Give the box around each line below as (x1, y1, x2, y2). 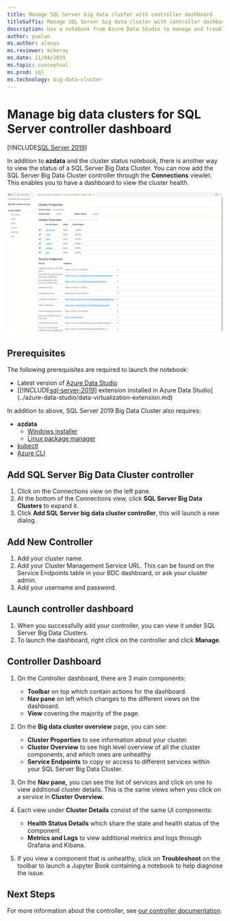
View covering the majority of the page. (27, 709, 140, 717)
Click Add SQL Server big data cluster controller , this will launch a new (16, 509, 220, 517)
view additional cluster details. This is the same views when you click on (16, 785, 221, 794)
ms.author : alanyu (7, 40, 60, 47)
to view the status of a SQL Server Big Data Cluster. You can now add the (7, 164, 214, 173)
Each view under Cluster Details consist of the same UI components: (16, 805, 213, 814)
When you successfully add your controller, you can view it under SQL (16, 621, 216, 629)
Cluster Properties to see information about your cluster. (27, 735, 188, 744)
